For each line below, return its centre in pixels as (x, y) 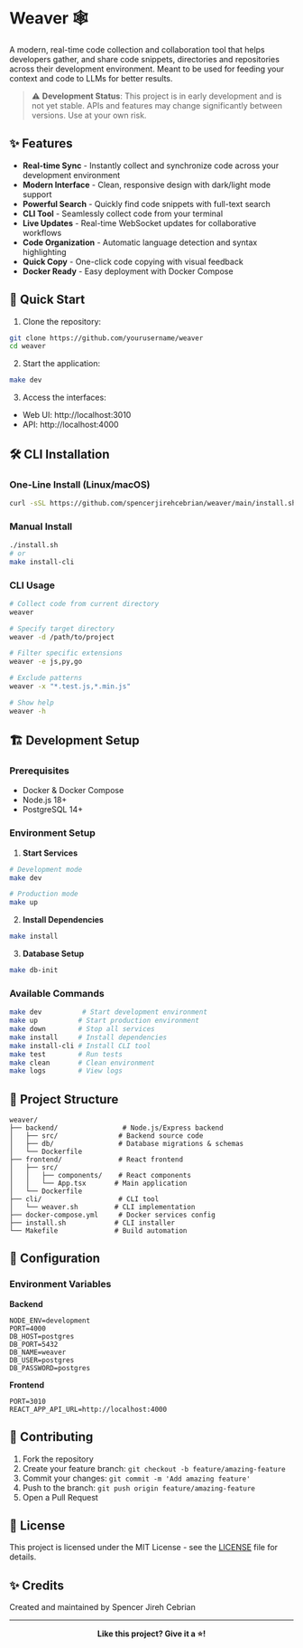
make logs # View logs (66, 1071)
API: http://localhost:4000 (70, 425)
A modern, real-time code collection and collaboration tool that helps (137, 49)
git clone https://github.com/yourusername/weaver (106, 338)
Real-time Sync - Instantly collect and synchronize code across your (151, 166)
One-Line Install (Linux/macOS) (80, 484)
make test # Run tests (66, 1054)
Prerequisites (39, 771)
